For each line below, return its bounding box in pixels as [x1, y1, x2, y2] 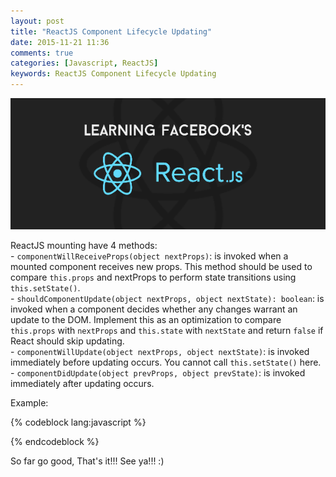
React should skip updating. [10, 335, 125, 347]
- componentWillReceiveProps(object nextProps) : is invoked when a [10, 250, 289, 262]
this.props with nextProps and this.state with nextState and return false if [10, 325, 324, 336]
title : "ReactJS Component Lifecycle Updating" [10, 26, 213, 37]
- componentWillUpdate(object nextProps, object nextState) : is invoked [10, 346, 310, 357]
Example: [10, 397, 49, 409]
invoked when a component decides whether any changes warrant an [10, 303, 298, 315]
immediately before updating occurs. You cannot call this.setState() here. [10, 356, 322, 368]
